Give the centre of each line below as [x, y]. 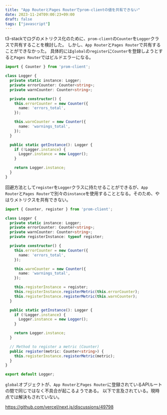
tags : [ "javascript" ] [28, 24]
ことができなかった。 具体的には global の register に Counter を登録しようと [82, 51]
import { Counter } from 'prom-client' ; [48, 67]
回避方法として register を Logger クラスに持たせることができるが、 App [77, 187]
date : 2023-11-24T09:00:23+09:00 [40, 14]
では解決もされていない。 [36, 397]
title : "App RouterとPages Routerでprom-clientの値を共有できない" [73, 10]
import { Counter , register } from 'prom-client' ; [59, 209]
